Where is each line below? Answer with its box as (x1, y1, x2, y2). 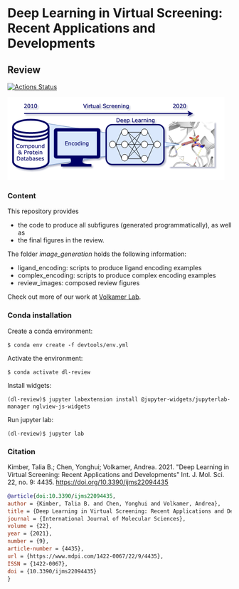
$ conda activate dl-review (7, 369, 91, 376)
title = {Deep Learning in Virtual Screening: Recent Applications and (7, 508, 224, 515)
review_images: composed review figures (17, 279, 140, 287)
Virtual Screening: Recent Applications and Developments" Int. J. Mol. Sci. (7, 470, 225, 478)
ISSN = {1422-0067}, (7, 560, 69, 568)
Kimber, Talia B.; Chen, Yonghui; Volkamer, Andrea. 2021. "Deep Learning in (7, 462, 230, 471)
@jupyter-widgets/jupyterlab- (141, 396, 231, 403)
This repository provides (7, 207, 80, 215)
